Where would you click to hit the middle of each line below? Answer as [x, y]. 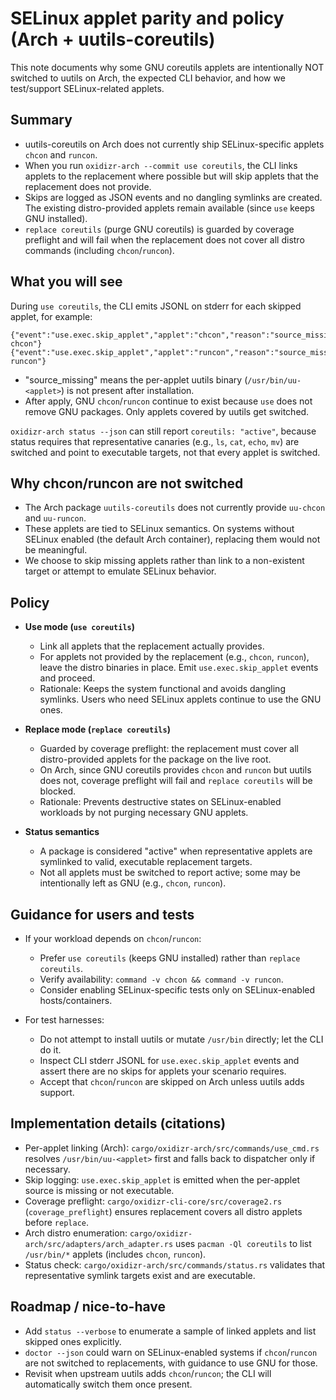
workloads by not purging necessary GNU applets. [144, 813]
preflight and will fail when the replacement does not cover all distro [164, 239]
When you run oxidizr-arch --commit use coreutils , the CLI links [161, 165]
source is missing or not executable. [99, 1190]
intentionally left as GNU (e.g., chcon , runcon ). [133, 883]
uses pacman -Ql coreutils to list [243, 1243]
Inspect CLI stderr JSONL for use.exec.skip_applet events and [169, 1060]
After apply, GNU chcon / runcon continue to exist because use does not [168, 401]
